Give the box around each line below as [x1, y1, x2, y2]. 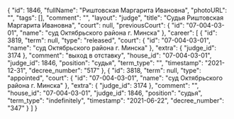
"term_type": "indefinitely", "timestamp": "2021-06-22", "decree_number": [7, 96, 225, 105]
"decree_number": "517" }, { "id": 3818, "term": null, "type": [28, 67, 201, 74]
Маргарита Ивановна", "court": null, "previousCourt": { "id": [7, 21, 185, 29]
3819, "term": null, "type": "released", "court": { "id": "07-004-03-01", [7, 36, 211, 45]
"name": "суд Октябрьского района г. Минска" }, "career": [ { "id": [19, 28, 218, 37]
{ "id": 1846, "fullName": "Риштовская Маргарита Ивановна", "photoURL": [7, 6, 228, 14]
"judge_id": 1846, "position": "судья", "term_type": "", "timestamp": [7, 59, 204, 67]
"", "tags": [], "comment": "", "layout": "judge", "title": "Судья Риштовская [7, 13, 224, 22]
